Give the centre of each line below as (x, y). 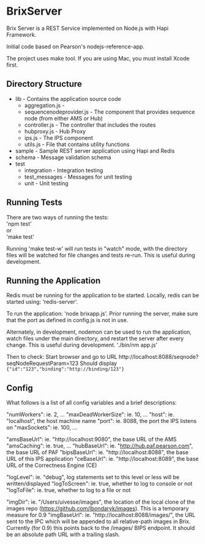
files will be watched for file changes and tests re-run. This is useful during (101, 255)
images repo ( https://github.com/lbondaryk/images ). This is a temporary (98, 509)
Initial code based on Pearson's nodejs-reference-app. (76, 46)
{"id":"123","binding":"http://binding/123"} (65, 369)
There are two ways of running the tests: (58, 217)
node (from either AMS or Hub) (63, 118)
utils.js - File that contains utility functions (77, 144)
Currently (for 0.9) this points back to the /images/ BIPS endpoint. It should (101, 528)
